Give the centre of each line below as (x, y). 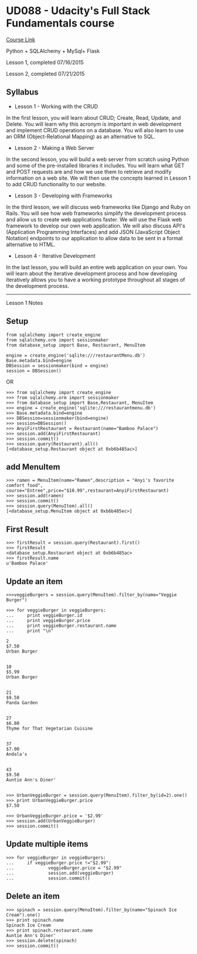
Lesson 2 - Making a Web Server (54, 147)
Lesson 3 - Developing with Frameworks (63, 196)
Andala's (17, 754)
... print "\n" (30, 631)
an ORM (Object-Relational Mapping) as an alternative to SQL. (81, 136)
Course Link (21, 39)
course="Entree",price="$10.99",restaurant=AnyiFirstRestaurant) (87, 491)
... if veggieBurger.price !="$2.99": (59, 863)
